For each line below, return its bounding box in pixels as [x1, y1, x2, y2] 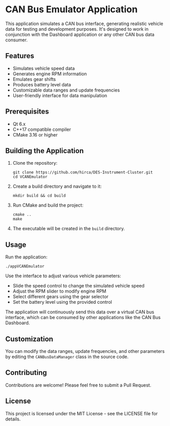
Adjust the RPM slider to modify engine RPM [12, 288, 107, 295]
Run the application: [5, 254, 48, 260]
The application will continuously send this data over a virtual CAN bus [5, 309, 155, 315]
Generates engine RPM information [12, 71, 87, 77]
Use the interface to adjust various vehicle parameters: [5, 273, 121, 279]
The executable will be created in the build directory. [12, 226, 125, 232]
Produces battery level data [12, 81, 71, 87]
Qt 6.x [12, 121, 26, 127]
